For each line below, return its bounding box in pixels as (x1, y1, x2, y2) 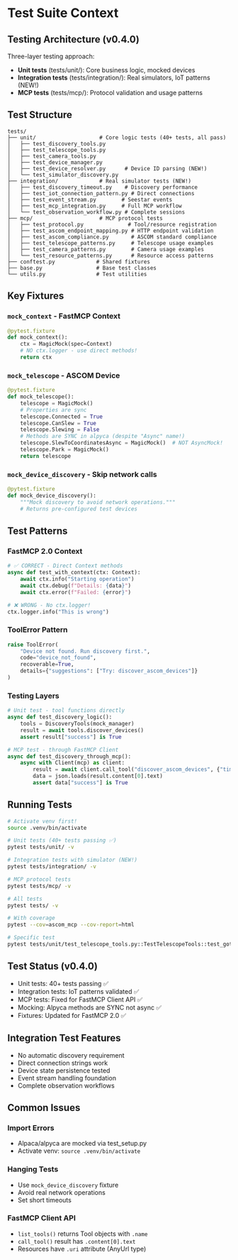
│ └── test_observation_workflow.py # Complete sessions (7, 208, 186, 216)
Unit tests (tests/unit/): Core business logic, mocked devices (17, 66, 195, 74)
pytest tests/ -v (7, 902, 59, 909)
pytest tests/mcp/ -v (7, 882, 72, 889)
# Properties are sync (20, 406, 87, 413)
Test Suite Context (7, 5, 119, 21)
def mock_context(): (7, 334, 69, 341)
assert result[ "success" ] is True (20, 733, 122, 740)
